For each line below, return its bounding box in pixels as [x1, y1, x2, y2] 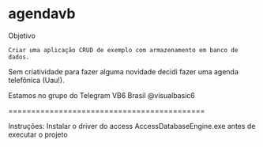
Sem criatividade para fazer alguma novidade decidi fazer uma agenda [8, 66, 239, 76]
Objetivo [8, 31, 36, 40]
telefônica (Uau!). [8, 75, 65, 85]
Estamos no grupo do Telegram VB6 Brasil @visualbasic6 [8, 90, 195, 100]
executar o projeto [8, 130, 69, 139]
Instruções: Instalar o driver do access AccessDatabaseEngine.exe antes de [8, 121, 256, 130]
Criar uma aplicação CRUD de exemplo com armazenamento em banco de [8, 46, 239, 54]
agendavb [8, 5, 76, 23]
